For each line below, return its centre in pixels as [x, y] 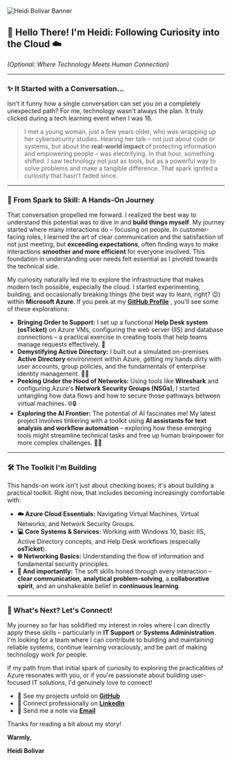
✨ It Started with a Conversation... [66, 88]
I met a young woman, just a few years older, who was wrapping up [120, 132]
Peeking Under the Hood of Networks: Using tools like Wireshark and [118, 381]
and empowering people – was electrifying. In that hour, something [119, 154]
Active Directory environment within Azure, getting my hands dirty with [119, 359]
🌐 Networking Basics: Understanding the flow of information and [110, 556]
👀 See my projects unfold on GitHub [69, 696]
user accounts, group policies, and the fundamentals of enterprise [111, 367]
